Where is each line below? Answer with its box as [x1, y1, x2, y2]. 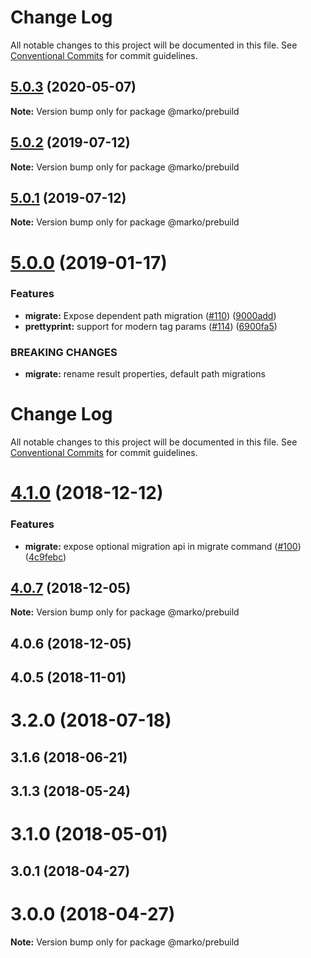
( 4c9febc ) [24, 551, 67, 563]
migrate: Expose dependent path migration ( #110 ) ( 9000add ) [24, 309, 277, 321]
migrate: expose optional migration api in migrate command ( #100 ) [24, 540, 302, 552]
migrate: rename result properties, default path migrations [24, 368, 266, 380]
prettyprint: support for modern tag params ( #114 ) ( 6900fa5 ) [24, 320, 278, 332]
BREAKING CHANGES [10, 345, 118, 359]
